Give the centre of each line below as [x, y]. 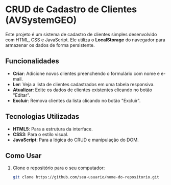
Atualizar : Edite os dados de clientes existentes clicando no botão [82, 90]
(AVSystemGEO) [41, 20]
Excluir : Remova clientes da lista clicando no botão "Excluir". [77, 100]
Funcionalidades [32, 61]
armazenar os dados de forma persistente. [50, 45]
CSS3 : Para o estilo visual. [41, 134]
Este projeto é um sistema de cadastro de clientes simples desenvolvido [81, 34]
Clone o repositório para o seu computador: [59, 168]
